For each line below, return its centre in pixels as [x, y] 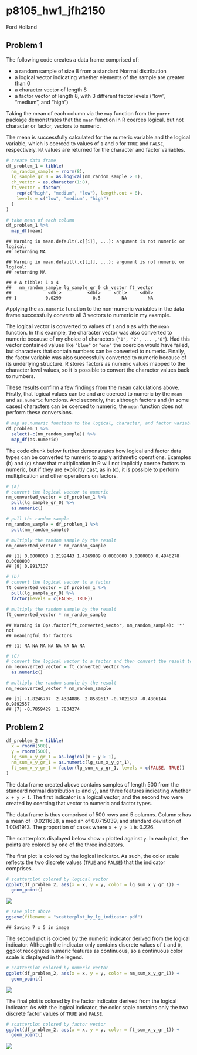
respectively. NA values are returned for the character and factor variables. [96, 149]
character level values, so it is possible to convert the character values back [98, 370]
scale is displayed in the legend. [45, 957]
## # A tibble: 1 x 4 [33, 283]
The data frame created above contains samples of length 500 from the [93, 784]
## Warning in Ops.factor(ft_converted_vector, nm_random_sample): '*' [95, 625]
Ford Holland [21, 27]
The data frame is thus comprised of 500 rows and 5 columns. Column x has [98, 814]
